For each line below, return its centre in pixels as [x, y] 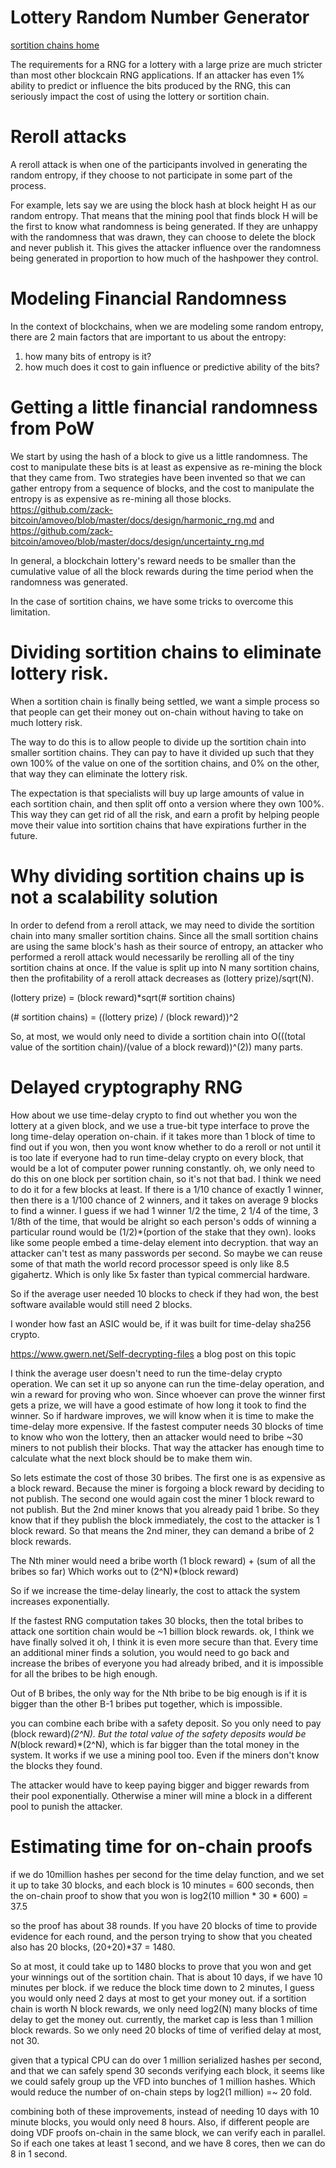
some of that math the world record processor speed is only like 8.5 [150, 1263]
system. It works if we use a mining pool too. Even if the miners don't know [165, 1755]
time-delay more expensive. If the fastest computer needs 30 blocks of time [167, 1426]
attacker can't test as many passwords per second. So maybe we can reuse [166, 1253]
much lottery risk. [46, 722]
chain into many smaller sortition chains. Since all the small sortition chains [164, 935]
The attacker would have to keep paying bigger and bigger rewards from [160, 1785]
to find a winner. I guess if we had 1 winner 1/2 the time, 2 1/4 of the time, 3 [164, 1210]
